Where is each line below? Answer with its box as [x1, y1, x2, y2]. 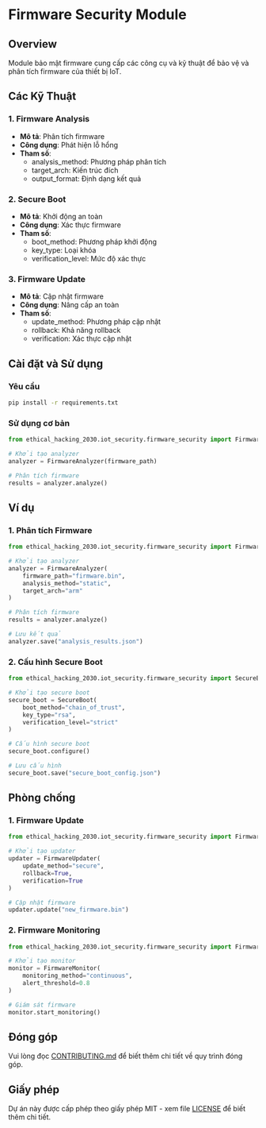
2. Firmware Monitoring [8, 925, 101, 936]
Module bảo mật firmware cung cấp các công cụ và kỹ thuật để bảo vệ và [8, 58, 249, 68]
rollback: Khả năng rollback [31, 326, 121, 335]
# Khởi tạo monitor [8, 957, 77, 965]
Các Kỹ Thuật [8, 90, 77, 103]
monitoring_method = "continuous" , [22, 972, 133, 980]
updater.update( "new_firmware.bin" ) [8, 906, 129, 914]
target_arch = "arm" [22, 586, 83, 595]
